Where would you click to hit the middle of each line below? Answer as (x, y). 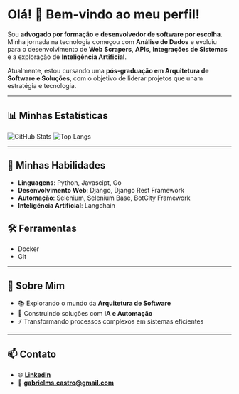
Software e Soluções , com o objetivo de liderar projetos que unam (105, 78)
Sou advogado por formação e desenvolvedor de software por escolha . (115, 34)
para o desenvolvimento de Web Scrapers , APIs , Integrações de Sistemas (117, 49)
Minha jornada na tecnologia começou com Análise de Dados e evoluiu (112, 41)
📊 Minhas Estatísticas (58, 116)
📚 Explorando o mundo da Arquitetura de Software (94, 303)
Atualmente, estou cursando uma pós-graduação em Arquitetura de (108, 70)
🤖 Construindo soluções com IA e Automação (85, 314)
